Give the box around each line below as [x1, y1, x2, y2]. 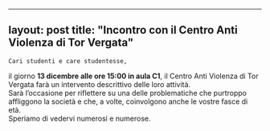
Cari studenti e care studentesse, [8, 57, 128, 65]
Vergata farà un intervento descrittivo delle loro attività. [8, 79, 191, 89]
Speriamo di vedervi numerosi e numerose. [8, 113, 151, 123]
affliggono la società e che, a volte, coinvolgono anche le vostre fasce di [8, 97, 248, 106]
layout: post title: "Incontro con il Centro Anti [8, 23, 239, 37]
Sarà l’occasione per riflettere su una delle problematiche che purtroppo [8, 88, 247, 97]
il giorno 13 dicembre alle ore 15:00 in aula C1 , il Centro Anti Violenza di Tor [8, 71, 259, 81]
